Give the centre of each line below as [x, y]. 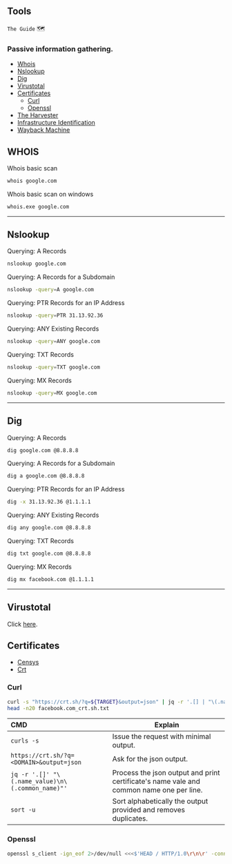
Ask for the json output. [150, 759]
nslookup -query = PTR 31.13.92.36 [55, 316]
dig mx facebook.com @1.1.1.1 [51, 579]
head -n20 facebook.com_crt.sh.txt [58, 708]
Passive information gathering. [60, 49]
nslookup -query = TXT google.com [54, 367]
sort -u [23, 810]
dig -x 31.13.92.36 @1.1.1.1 [49, 502]
